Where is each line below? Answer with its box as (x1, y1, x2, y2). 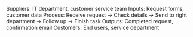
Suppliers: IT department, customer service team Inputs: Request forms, (6, 5, 184, 12)
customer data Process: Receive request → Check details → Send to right (6, 11, 187, 18)
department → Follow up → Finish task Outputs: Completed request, (6, 18, 174, 24)
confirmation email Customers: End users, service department (6, 24, 160, 31)
